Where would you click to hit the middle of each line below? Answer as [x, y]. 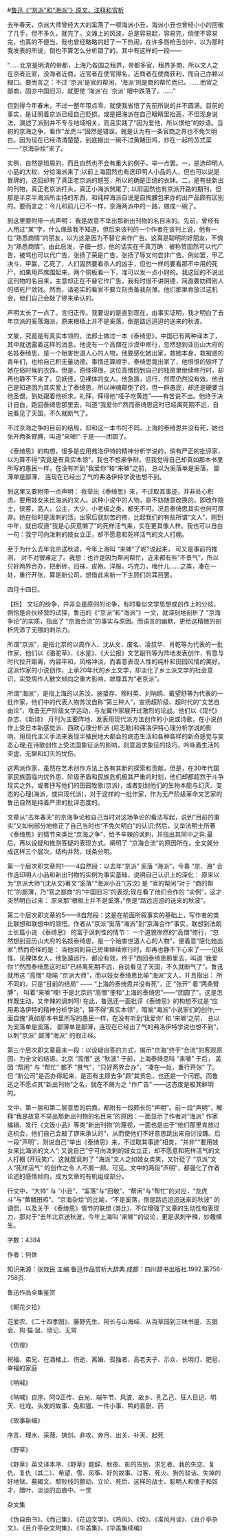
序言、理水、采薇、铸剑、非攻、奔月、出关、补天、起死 [85, 1435]
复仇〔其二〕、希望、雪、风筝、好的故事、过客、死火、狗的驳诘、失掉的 [120, 1473]
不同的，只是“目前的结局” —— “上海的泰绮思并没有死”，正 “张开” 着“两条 [110, 984]
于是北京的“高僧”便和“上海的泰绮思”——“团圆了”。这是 [140, 992]
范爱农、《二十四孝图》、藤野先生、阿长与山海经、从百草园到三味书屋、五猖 [112, 1321]
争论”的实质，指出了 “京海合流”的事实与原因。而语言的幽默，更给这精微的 [111, 621]
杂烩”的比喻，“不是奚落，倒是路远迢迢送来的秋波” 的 [146, 1199]
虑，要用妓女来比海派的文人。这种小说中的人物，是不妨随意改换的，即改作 [112, 500]
